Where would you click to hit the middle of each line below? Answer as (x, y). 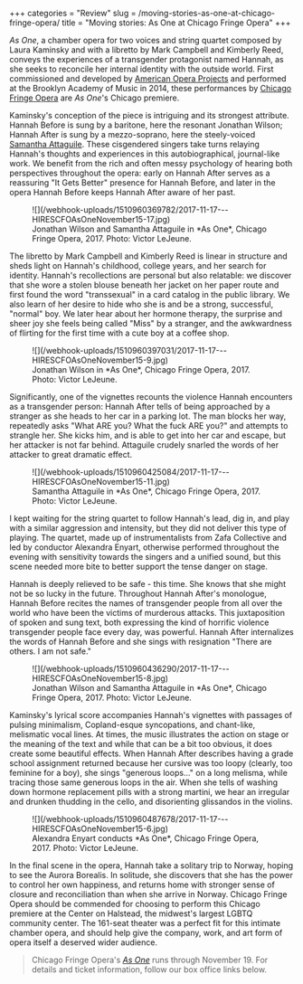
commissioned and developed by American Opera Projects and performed (148, 79)
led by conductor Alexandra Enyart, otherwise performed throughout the (144, 547)
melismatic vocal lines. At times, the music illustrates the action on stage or (149, 734)
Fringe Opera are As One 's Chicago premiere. (95, 98)
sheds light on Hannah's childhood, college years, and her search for (138, 265)
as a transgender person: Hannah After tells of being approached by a (140, 407)
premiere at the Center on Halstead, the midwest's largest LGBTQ (131, 913)
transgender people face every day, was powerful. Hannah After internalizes (151, 632)
